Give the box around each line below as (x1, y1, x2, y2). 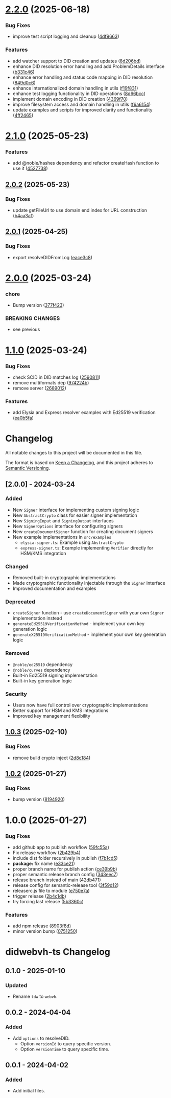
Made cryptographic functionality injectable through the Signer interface (12, 580, 166, 586)
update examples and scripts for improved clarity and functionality (12, 106, 153, 113)
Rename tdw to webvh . (12, 993, 58, 1000)
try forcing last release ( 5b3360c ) (12, 898, 84, 904)
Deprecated (5, 598, 36, 605)
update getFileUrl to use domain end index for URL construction (12, 207, 147, 213)
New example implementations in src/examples (12, 534, 111, 540)
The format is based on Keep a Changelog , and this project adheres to (5, 460, 153, 466)
